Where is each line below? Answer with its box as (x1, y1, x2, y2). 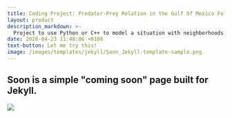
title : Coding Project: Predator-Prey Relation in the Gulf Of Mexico (7, 10, 215, 17)
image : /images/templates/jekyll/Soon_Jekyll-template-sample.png (7, 49, 202, 56)
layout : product (7, 17, 54, 23)
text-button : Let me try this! (7, 42, 97, 49)
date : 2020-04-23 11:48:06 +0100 (7, 36, 104, 43)
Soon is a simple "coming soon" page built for (7, 74, 209, 86)
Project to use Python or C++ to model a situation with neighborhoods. (13, 29, 227, 37)
